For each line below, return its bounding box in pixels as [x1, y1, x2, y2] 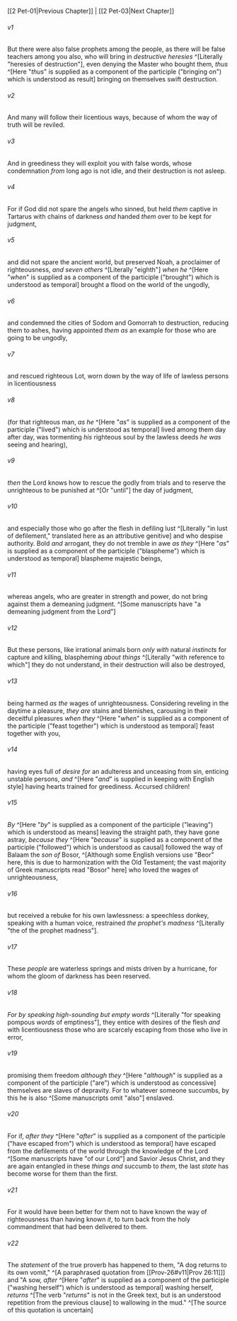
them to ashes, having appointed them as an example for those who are [7, 326, 217, 335]
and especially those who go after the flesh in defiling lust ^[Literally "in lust [7, 524, 228, 533]
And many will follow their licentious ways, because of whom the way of [7, 113, 218, 122]
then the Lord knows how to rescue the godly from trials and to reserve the [7, 478, 226, 487]
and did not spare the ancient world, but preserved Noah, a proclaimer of [7, 258, 221, 266]
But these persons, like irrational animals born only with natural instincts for [7, 646, 227, 654]
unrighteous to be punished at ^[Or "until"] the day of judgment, [7, 485, 193, 494]
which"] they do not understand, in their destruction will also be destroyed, [7, 660, 226, 669]
